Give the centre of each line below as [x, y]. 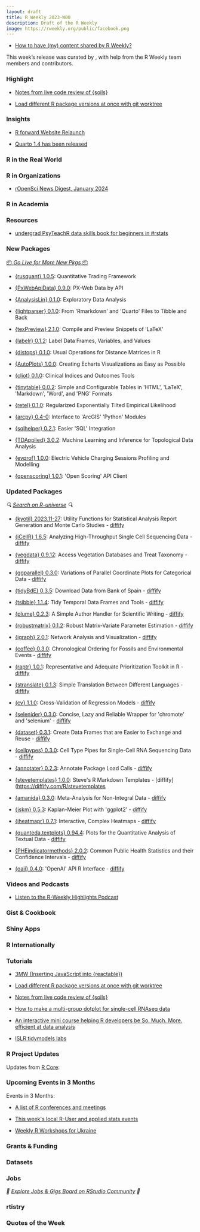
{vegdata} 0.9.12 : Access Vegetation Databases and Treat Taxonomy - [101, 555]
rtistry [16, 1207]
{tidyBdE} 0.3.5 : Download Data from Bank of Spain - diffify [88, 591]
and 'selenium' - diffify [43, 721]
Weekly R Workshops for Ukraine [56, 1130]
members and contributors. [40, 64]
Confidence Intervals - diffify [50, 857]
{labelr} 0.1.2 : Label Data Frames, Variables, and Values [83, 341]
